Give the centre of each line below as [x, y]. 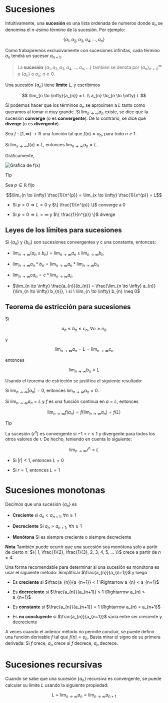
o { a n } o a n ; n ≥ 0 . [36, 74]
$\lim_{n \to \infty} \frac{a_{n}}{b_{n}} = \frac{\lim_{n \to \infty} [77, 286]
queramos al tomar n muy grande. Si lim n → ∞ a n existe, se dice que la [77, 112]
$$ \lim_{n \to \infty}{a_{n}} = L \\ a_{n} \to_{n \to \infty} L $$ [84, 96]
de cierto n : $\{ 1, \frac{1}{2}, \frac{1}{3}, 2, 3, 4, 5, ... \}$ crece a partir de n [83, 552]
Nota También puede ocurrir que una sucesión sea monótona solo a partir [81, 547]
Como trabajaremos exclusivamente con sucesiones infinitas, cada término [82, 50]
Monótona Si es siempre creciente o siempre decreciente [72, 537]
